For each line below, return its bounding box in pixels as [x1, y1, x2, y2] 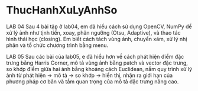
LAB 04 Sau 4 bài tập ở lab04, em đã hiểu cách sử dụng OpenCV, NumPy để [6, 23, 192, 30]
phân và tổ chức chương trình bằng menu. [6, 42, 109, 49]
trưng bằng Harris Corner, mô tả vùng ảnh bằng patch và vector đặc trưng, [6, 59, 188, 66]
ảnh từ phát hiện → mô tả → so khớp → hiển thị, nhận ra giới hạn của [6, 72, 173, 79]
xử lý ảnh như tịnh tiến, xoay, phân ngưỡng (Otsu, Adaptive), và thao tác [6, 29, 181, 36]
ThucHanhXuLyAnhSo [6, 4, 118, 17]
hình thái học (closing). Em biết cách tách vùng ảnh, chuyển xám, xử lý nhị [6, 35, 187, 42]
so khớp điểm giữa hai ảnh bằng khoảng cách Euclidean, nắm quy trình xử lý [6, 65, 193, 72]
